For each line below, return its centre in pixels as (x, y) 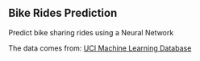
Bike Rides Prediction (63, 13)
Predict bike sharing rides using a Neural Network (91, 32)
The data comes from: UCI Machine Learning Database (100, 48)
